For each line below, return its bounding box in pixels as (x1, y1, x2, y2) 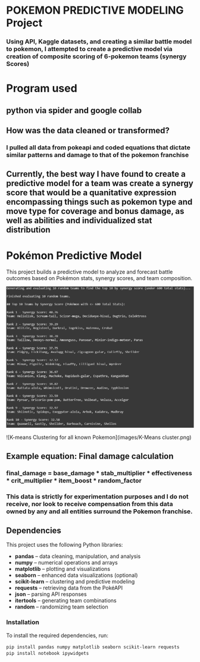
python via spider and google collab (6, 105, 142, 115)
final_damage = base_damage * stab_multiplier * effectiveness (6, 469, 192, 477)
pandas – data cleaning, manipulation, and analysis (14, 553, 141, 560)
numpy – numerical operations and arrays (14, 559, 118, 566)
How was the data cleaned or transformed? (6, 126, 170, 136)
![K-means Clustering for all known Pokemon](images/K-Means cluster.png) (6, 434, 192, 441)
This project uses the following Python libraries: (6, 541, 123, 548)
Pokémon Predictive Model (6, 249, 142, 262)
